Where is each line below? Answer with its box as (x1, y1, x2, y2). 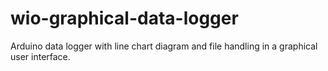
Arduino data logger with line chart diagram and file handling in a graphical (10, 40, 318, 52)
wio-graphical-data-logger (10, 7, 239, 30)
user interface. (10, 50, 71, 62)
